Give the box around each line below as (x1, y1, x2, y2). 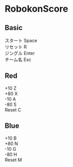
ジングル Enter (5, 50, 35, 56)
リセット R (5, 44, 27, 50)
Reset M (5, 156, 22, 163)
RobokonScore (5, 3, 68, 15)
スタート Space (5, 38, 38, 43)
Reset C (5, 106, 21, 113)
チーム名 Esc (5, 57, 31, 63)
